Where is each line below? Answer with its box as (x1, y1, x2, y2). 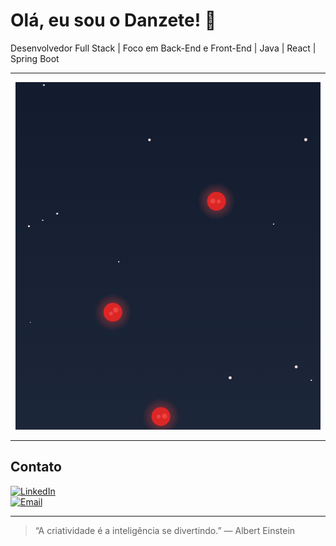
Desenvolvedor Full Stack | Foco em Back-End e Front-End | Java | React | (10, 42, 317, 54)
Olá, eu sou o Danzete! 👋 (10, 9, 217, 32)
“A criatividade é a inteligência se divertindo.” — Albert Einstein (34, 524, 296, 536)
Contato (10, 459, 62, 476)
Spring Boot (10, 52, 60, 64)
